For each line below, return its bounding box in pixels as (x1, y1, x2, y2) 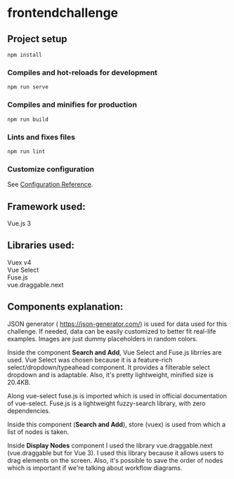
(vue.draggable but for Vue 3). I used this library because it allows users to (7, 448, 224, 457)
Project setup (7, 33, 68, 45)
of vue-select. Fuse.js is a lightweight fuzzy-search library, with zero (7, 399, 206, 407)
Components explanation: (7, 301, 124, 313)
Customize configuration (7, 164, 95, 173)
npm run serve (7, 84, 49, 91)
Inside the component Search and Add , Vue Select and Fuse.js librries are (7, 348, 222, 356)
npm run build (7, 116, 49, 123)
